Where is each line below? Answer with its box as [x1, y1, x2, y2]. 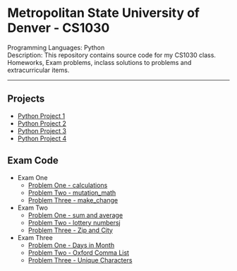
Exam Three [17, 233, 53, 241]
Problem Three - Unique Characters [28, 255, 133, 264]
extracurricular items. [7, 66, 70, 74]
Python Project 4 [17, 134, 67, 143]
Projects [7, 93, 45, 105]
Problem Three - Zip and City [28, 226, 113, 234]
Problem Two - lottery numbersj [28, 218, 121, 227]
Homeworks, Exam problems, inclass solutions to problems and [7, 58, 192, 66]
